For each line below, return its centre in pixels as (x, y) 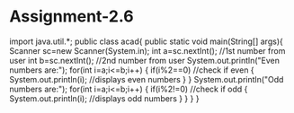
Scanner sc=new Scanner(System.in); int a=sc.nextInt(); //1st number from (147, 50)
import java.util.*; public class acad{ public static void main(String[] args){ (146, 41)
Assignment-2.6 (71, 17)
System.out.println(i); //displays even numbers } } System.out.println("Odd (147, 79)
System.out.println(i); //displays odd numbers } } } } (104, 98)
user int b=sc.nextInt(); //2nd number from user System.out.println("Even (145, 60)
